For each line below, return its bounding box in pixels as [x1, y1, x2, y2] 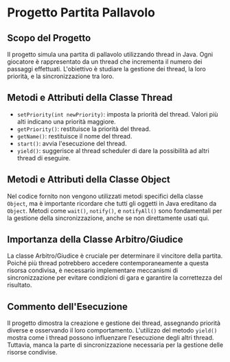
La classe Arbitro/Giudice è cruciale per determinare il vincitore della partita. [7, 252, 223, 260]
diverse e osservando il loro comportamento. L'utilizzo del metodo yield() [7, 326, 218, 335]
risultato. [7, 281, 32, 289]
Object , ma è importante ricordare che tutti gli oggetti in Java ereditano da [7, 199, 217, 207]
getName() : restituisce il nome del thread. [16, 132, 133, 140]
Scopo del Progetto [7, 32, 91, 44]
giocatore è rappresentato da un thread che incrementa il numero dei [7, 58, 203, 66]
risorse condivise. [7, 348, 58, 357]
